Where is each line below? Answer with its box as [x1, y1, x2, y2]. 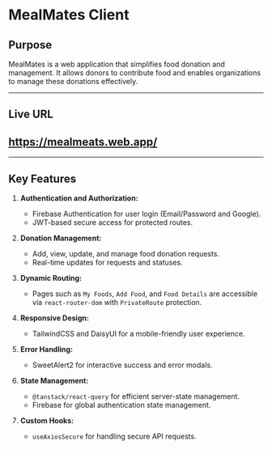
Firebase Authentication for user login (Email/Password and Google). [32, 209, 261, 219]
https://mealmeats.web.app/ [8, 135, 158, 149]
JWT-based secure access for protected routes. [32, 218, 193, 227]
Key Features [8, 172, 77, 185]
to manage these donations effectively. [8, 77, 138, 86]
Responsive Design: [19, 313, 89, 323]
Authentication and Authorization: [19, 193, 139, 203]
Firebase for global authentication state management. [32, 400, 211, 410]
